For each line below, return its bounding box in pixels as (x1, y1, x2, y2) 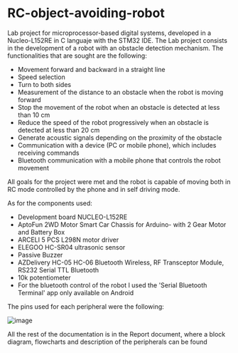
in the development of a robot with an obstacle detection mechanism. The (7, 44, 224, 52)
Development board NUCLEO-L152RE (17, 213, 128, 221)
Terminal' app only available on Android (17, 288, 134, 297)
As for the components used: (7, 198, 92, 208)
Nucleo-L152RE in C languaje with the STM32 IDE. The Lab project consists (7, 36, 227, 44)
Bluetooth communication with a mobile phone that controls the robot (17, 155, 221, 165)
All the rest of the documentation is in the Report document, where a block (7, 329, 226, 338)
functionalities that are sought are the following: (7, 51, 147, 60)
